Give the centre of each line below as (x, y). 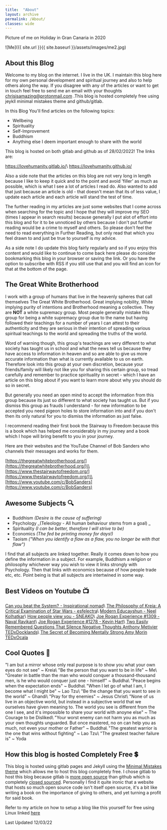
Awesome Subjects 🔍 (40, 503)
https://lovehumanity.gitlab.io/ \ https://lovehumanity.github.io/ (69, 166)
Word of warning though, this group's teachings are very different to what (81, 343)
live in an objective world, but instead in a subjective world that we (73, 702)
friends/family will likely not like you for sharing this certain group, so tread (82, 369)
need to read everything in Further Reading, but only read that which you (80, 233)
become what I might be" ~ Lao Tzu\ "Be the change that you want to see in (83, 691)
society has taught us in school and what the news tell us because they (78, 348)
